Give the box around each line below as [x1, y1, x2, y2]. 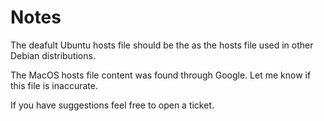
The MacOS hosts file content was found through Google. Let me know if [10, 69, 312, 81]
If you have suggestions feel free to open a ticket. [10, 99, 215, 111]
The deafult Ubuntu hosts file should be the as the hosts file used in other [10, 39, 314, 51]
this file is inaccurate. [10, 79, 98, 91]
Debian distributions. [10, 49, 96, 61]
